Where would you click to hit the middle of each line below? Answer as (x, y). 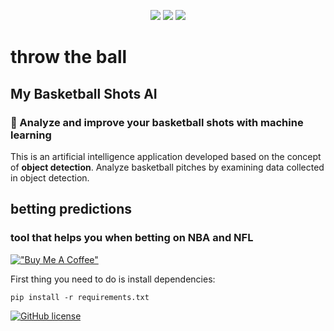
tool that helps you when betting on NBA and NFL (132, 238)
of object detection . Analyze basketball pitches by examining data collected (167, 167)
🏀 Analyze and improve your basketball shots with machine (157, 122)
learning (31, 135)
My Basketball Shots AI (84, 93)
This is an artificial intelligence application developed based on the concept (166, 156)
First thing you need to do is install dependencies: (113, 279)
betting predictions (71, 209)
